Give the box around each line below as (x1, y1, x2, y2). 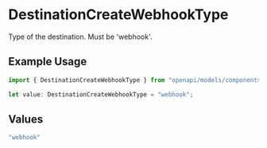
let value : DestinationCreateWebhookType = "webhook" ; (8, 90, 194, 99)
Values (8, 112, 44, 126)
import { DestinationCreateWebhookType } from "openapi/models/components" (8, 76, 265, 84)
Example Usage (8, 55, 87, 68)
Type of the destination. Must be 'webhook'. (8, 32, 153, 41)
